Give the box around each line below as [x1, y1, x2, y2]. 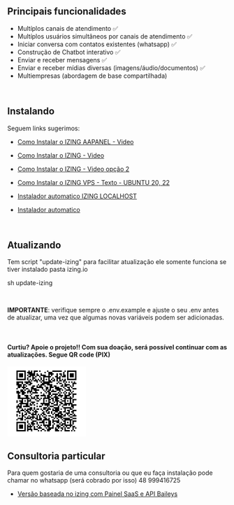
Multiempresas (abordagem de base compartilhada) [17, 71, 168, 80]
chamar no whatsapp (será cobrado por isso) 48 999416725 [7, 476, 181, 485]
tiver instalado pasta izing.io [7, 265, 89, 274]
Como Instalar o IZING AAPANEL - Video [17, 137, 134, 146]
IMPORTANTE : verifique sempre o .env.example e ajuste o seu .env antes [7, 306, 219, 314]
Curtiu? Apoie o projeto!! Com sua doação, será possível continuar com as [7, 343, 228, 352]
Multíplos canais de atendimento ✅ [17, 24, 119, 32]
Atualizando [7, 240, 61, 251]
